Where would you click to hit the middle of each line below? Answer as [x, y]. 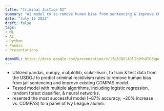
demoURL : [14, 59]
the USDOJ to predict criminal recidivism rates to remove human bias [82, 78]
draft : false [18, 23]
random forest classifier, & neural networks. [56, 93]
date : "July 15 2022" [27, 18]
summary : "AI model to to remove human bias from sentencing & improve [79, 14]
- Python [14, 41]
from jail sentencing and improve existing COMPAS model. [71, 83]
